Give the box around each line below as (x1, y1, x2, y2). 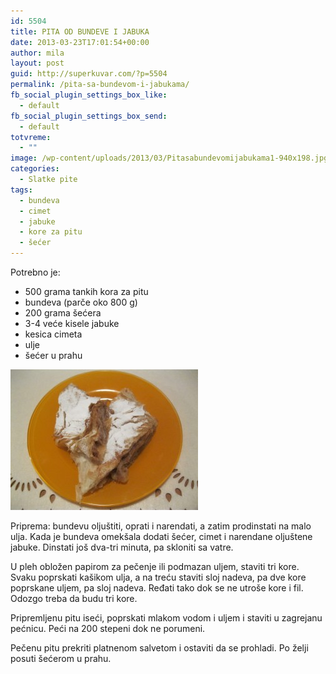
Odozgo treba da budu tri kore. (10, 593, 138, 604)
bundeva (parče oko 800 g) (24, 296, 138, 308)
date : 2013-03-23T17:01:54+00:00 (10, 37, 150, 47)
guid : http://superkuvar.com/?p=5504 (10, 69, 168, 79)
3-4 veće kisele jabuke (24, 318, 120, 329)
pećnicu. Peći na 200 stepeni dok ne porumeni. (10, 623, 206, 634)
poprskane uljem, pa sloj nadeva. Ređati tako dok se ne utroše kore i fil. (10, 582, 304, 594)
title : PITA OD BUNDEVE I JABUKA (10, 26, 150, 37)
